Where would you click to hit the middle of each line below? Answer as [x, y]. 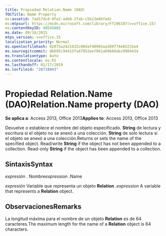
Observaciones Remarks [43, 207]
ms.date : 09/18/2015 [27, 33]
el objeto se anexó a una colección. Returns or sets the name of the [73, 138]
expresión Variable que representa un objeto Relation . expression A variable [83, 186]
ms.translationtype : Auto [32, 56]
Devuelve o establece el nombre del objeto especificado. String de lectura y [83, 128]
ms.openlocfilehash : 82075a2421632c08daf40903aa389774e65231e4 [72, 47]
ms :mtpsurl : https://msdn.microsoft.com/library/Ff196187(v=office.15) [81, 24]
